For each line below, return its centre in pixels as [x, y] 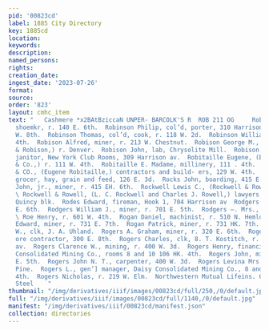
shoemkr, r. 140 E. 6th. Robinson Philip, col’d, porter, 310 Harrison [139, 127]
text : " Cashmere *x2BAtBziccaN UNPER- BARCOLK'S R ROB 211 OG [121, 120]
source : [21, 98]
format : [21, 90]
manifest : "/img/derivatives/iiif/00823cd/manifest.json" [107, 306]
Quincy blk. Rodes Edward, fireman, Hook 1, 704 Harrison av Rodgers [138, 202]
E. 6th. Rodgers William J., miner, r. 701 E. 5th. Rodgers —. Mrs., [138, 209]
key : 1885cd [28, 30]
